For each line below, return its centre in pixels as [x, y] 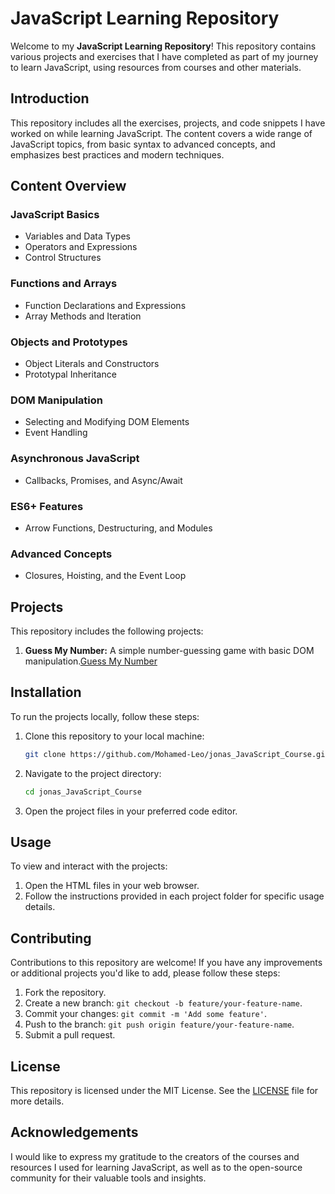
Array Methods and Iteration [83, 316]
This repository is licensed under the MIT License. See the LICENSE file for [164, 1091]
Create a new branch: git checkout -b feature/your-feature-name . [163, 1003]
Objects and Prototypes [69, 342]
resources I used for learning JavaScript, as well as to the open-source [156, 1167]
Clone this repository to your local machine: [114, 736]
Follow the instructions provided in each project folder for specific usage [174, 896]
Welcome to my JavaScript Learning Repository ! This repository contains [163, 46]
